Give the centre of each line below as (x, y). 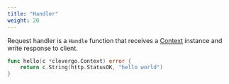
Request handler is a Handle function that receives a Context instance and (115, 40)
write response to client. (43, 48)
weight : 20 (23, 20)
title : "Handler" (33, 14)
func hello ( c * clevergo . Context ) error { (69, 61)
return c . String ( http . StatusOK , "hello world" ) (91, 68)
